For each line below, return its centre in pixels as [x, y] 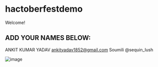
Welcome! [15, 22]
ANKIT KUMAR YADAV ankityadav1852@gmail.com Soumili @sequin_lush [79, 49]
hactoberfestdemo [44, 9]
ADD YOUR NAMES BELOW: [48, 38]
